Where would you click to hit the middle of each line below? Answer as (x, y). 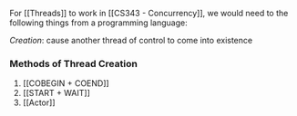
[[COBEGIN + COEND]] (66, 83)
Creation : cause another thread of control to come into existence (131, 40)
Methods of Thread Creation (74, 63)
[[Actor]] (39, 102)
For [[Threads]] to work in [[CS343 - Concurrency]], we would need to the (149, 13)
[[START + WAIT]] (56, 93)
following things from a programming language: (99, 23)
